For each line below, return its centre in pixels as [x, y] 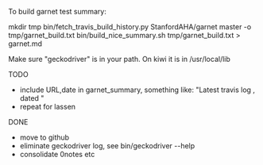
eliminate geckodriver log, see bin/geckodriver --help [107, 146]
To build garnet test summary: [58, 12]
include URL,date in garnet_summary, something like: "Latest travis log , [137, 90]
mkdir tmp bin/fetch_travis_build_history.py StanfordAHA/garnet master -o [130, 27]
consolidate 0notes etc [57, 154]
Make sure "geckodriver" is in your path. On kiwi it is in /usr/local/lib [119, 59]
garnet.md [25, 44]
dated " [32, 98]
